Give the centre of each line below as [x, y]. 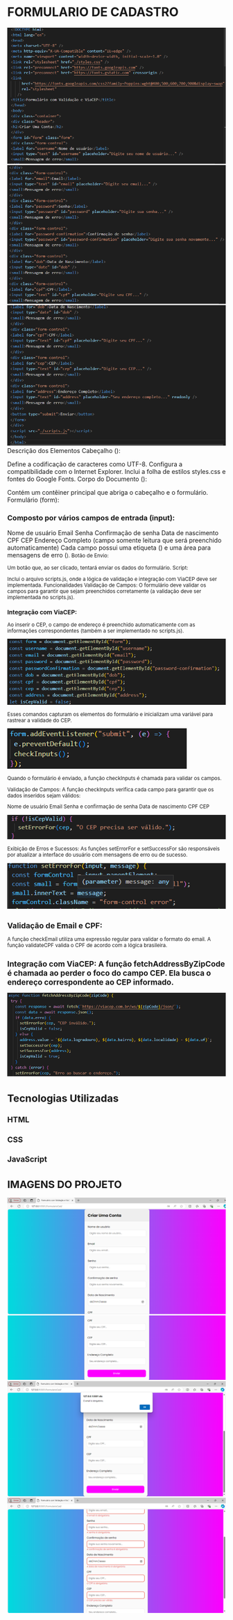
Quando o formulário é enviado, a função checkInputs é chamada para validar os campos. [114, 778]
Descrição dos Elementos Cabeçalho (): [64, 450]
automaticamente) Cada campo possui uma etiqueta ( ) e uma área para [109, 548]
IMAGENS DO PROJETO [65, 1184]
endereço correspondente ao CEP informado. [91, 982]
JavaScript [27, 1159]
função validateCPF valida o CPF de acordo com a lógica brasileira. [87, 946]
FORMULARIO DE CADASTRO [93, 12]
